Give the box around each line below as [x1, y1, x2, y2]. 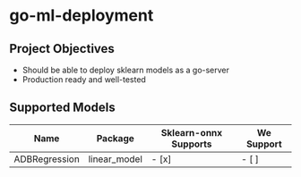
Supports [171, 138, 212, 150]
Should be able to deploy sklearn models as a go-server [21, 64, 230, 75]
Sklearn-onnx [160, 126, 223, 139]
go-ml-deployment [9, 5, 154, 26]
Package [96, 131, 134, 144]
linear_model [88, 153, 143, 165]
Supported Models [9, 100, 116, 115]
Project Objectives [9, 41, 115, 56]
